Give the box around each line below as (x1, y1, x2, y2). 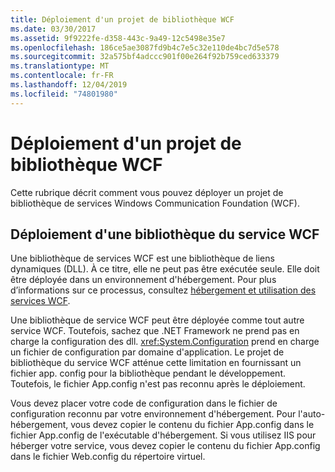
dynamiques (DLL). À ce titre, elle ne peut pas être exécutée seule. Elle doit (10, 263, 320, 275)
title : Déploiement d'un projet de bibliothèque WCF (10, 14, 235, 25)
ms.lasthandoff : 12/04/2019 (10, 80, 128, 90)
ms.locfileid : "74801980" (10, 89, 118, 99)
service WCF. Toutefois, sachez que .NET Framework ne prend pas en (10, 325, 300, 337)
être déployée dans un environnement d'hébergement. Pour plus (10, 274, 277, 286)
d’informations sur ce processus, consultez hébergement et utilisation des (10, 284, 317, 296)
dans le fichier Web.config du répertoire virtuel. (10, 451, 206, 463)
